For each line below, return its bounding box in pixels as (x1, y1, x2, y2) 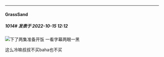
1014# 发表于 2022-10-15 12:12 (5, 23, 68, 29)
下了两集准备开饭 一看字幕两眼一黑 (10, 36, 80, 42)
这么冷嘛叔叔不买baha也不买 (5, 47, 62, 53)
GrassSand (5, 11, 28, 17)
